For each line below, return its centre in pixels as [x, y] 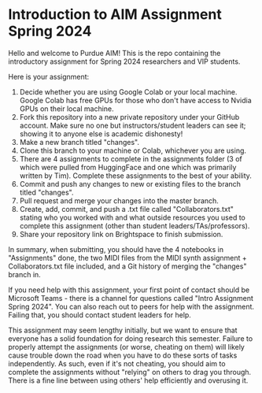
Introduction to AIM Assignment [115, 15]
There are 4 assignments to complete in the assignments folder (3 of [131, 158]
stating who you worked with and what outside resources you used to [133, 217]
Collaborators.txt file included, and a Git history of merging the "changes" [127, 266]
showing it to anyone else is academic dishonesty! [101, 133]
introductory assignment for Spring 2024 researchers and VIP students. [124, 61]
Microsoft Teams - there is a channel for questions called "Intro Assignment [131, 298]
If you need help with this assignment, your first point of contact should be [129, 290]
